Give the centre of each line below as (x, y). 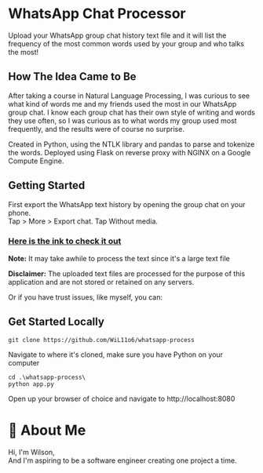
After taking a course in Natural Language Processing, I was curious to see (129, 96)
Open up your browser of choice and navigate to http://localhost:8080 (122, 398)
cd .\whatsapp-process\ (47, 377)
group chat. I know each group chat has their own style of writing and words (131, 112)
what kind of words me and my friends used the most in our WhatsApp (122, 104)
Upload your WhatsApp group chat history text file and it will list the (117, 35)
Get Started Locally (56, 322)
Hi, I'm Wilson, (31, 452)
